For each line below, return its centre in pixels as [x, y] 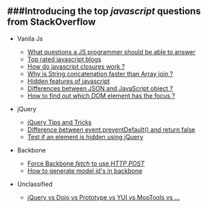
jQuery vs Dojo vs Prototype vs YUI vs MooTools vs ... [103, 197]
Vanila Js [30, 38]
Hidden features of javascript [68, 81]
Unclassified [35, 184]
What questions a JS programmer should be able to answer [111, 51]
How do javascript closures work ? [76, 66]
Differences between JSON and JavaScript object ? [100, 88]
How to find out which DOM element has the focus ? [101, 95]
